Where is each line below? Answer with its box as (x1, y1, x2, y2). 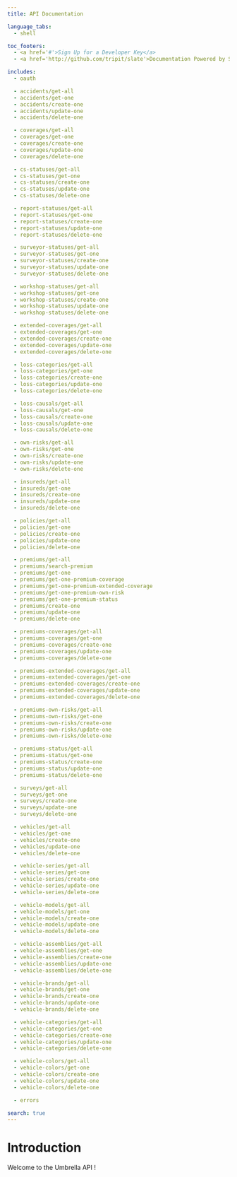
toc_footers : (7, 42, 46, 49)
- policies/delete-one (13, 544, 80, 551)
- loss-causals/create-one (13, 413, 93, 421)
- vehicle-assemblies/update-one (13, 960, 112, 967)
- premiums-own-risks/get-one (13, 713, 102, 720)
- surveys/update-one (13, 804, 78, 812)
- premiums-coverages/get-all (13, 628, 102, 636)
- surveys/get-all (13, 784, 68, 792)
